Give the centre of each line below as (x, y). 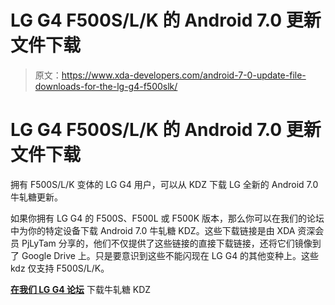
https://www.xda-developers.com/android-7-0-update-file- (184, 75)
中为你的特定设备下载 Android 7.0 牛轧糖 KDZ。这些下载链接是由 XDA (153, 230)
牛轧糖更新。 (36, 197)
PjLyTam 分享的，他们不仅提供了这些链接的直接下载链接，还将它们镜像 (167, 243)
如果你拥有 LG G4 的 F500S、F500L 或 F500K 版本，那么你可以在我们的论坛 (167, 218)
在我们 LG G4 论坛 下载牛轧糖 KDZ (81, 289)
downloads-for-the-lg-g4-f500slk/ (106, 86)
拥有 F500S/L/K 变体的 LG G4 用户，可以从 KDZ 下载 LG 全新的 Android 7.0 (164, 184)
